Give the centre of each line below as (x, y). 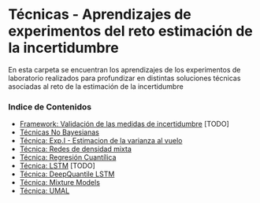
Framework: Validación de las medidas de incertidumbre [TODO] (124, 124)
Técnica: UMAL (45, 191)
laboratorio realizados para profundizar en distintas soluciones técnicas (124, 78)
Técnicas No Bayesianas (59, 132)
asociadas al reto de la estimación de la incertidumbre (96, 86)
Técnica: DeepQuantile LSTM (67, 174)
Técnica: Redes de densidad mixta (76, 149)
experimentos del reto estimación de (131, 31)
